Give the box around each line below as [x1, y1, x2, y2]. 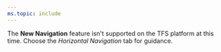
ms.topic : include [7, 10, 61, 17]
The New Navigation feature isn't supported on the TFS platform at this [7, 29, 214, 37]
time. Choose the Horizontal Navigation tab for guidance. [7, 36, 173, 45]
